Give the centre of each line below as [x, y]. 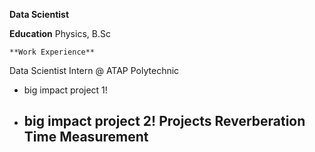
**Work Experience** [52, 52]
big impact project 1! [65, 90]
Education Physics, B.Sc [60, 33]
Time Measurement [86, 137]
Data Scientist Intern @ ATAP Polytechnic [94, 70]
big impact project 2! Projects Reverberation [164, 121]
